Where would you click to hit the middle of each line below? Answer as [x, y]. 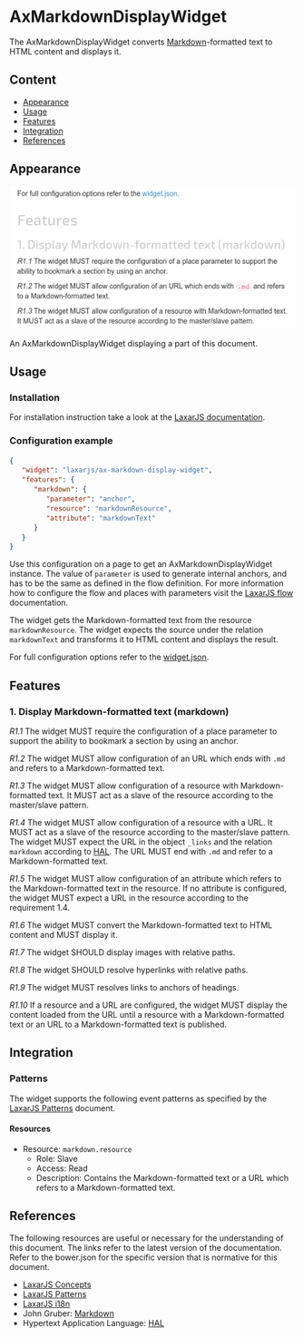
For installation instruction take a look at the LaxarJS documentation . [137, 417]
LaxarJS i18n [46, 1303]
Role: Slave [57, 1158]
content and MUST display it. [64, 934]
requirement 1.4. [40, 907]
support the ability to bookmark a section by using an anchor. [124, 740]
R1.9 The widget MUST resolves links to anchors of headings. [124, 987]
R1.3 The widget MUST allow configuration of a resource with [124, 786]
